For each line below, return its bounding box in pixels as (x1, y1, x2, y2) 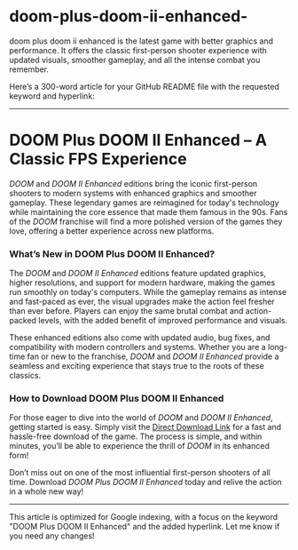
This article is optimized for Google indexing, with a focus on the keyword (9, 512, 278, 522)
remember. (9, 64, 50, 75)
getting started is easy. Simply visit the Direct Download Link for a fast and (9, 422, 282, 433)
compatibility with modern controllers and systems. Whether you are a (9, 342, 266, 353)
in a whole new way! (9, 486, 84, 497)
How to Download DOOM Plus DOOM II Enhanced (9, 393, 224, 405)
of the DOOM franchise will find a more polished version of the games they (9, 216, 283, 227)
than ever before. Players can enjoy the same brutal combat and (9, 306, 244, 316)
